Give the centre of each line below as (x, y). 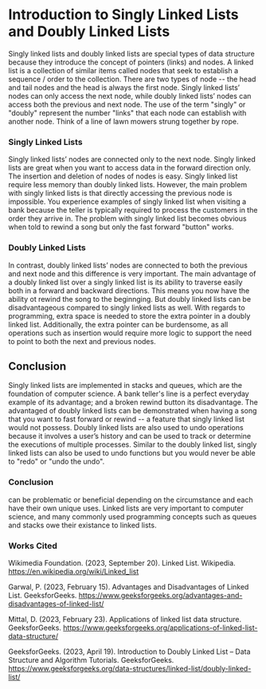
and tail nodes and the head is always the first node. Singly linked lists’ (124, 87)
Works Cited (33, 546)
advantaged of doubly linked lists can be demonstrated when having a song (133, 411)
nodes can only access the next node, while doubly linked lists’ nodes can (130, 96)
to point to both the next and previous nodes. (82, 341)
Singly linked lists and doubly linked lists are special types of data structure (131, 53)
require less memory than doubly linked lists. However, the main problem (128, 185)
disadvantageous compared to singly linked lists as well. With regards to (127, 307)
